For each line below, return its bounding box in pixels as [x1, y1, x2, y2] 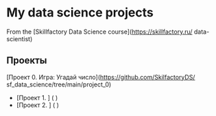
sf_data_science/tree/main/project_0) [6, 80, 112, 89]
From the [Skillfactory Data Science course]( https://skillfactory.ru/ [6, 27, 193, 36]
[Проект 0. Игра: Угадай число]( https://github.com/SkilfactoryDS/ [6, 73, 195, 81]
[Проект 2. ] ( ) [16, 101, 60, 109]
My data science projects [6, 5, 154, 21]
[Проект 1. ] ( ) [16, 93, 58, 102]
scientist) [6, 34, 33, 43]
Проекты [6, 55, 47, 67]
